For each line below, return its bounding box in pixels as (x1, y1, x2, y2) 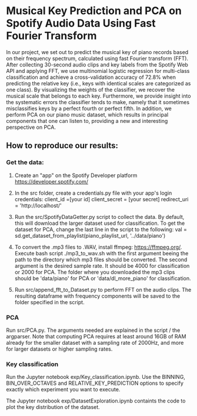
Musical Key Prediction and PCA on (6, 4, 182, 18)
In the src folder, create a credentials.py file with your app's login (14, 189, 172, 197)
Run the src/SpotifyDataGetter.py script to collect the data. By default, (14, 213, 185, 220)
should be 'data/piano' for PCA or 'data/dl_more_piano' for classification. (14, 275, 191, 282)
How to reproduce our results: (6, 141, 119, 151)
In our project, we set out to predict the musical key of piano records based (6, 48, 189, 55)
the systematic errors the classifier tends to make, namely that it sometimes (6, 98, 190, 105)
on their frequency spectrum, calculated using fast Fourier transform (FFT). (6, 55, 189, 62)
